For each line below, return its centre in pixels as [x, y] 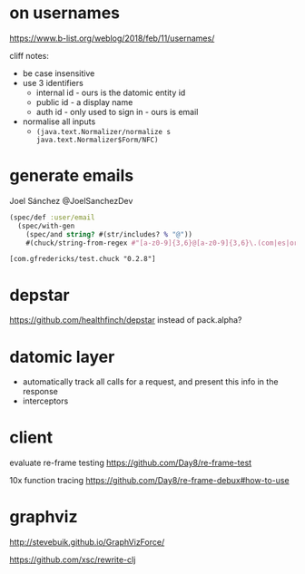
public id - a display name [84, 102]
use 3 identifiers [53, 83]
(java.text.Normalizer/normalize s [103, 131]
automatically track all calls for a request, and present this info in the [150, 382]
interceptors [45, 401]
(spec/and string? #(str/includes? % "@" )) [109, 234]
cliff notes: [30, 55]
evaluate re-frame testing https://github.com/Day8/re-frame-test [131, 463]
